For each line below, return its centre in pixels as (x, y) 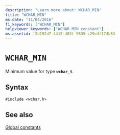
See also (19, 115)
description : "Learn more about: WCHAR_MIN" (53, 10)
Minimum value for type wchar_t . (40, 71)
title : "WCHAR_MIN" (26, 15)
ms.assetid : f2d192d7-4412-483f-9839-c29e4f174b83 (60, 34)
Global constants (23, 127)
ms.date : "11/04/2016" (29, 19)
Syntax (17, 87)
